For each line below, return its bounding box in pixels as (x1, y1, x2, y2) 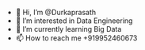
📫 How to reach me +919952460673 (15, 33, 138, 43)
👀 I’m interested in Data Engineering (15, 16, 133, 25)
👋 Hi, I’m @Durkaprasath (15, 8, 97, 17)
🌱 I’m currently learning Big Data (15, 25, 122, 33)
